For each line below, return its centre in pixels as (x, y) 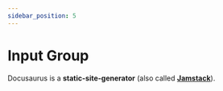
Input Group (48, 55)
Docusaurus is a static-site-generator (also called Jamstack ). (111, 78)
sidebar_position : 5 (42, 16)
